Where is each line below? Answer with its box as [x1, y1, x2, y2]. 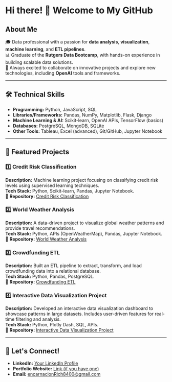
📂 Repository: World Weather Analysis [5, 236, 87, 242]
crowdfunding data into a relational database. [5, 268, 101, 274]
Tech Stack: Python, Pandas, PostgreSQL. [5, 273, 95, 280]
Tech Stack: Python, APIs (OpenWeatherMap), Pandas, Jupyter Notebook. [5, 230, 163, 236]
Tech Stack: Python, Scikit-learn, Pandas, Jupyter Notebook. [5, 187, 135, 194]
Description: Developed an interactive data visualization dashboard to [5, 305, 154, 312]
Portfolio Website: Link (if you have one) [12, 366, 99, 372]
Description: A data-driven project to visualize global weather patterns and [5, 220, 164, 226]
